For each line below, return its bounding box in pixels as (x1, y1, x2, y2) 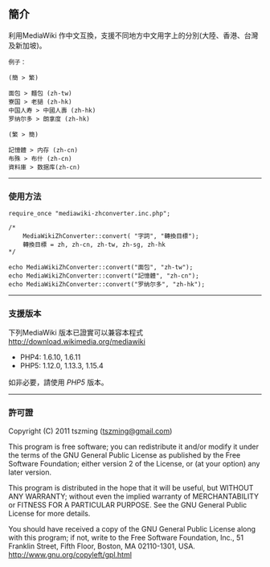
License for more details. (8, 508, 91, 518)
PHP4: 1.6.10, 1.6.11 (19, 352, 81, 362)
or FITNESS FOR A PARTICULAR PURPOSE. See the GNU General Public (8, 499, 247, 509)
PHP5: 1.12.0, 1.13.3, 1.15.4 (19, 361, 104, 371)
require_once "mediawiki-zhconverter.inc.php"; (8, 210, 171, 218)
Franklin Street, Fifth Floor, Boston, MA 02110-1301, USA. (8, 541, 195, 551)
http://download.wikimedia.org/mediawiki (8, 337, 146, 347)
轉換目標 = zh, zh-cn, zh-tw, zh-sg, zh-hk (22, 240, 166, 249)
